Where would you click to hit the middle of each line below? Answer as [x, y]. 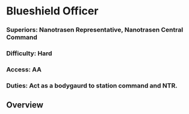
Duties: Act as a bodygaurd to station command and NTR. [92, 85]
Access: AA [24, 69]
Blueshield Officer [52, 11]
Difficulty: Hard [29, 53]
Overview [25, 105]
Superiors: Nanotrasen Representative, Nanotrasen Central [95, 30]
